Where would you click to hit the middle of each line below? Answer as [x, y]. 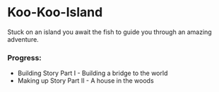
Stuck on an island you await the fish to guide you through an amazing [109, 32]
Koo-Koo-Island [55, 12]
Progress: [25, 57]
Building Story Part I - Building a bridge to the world [93, 73]
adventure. [23, 39]
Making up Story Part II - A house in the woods [85, 81]
